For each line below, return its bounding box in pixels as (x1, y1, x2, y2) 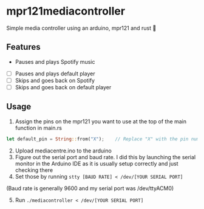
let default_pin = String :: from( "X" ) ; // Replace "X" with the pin (6, 135, 189, 142)
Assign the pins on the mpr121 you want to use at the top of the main (15, 117, 187, 125)
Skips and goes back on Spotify (15, 77, 95, 84)
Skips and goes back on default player (15, 83, 112, 91)
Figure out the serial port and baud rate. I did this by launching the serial (15, 153, 196, 160)
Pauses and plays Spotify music (15, 58, 95, 65)
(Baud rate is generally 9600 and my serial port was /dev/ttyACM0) (6, 184, 174, 192)
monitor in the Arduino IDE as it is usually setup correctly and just (15, 160, 178, 167)
